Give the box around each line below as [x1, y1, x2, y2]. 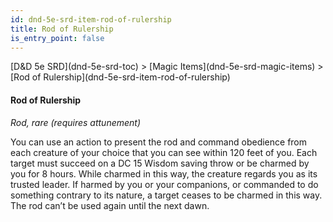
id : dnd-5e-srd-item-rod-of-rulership [10, 14, 172, 25]
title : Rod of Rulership [10, 24, 114, 34]
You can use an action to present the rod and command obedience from [10, 136, 308, 148]
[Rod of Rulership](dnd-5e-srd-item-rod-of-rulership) [10, 71, 231, 83]
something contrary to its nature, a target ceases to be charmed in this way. [10, 189, 323, 201]
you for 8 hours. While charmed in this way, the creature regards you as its [10, 167, 318, 180]
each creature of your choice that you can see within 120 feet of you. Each [10, 146, 318, 158]
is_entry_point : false [10, 33, 105, 43]
